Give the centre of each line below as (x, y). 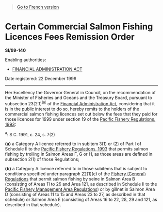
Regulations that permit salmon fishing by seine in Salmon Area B (70, 179)
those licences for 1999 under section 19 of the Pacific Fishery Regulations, (80, 119)
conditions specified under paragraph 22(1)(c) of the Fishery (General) (76, 174)
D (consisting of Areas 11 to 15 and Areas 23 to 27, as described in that (75, 195)
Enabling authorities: (25, 60)
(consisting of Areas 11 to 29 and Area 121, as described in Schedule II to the (81, 184)
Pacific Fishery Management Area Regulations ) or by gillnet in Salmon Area (80, 189)
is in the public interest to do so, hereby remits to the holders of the (72, 109)
